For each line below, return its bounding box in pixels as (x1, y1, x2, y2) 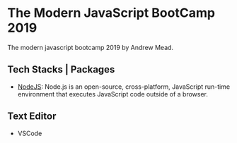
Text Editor (7, 111, 57, 123)
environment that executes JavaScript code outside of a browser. (17, 89, 209, 98)
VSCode (17, 129, 42, 137)
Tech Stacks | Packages (7, 63, 115, 75)
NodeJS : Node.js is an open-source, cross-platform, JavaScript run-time (17, 82, 231, 91)
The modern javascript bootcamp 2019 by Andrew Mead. (7, 43, 174, 51)
